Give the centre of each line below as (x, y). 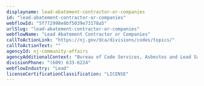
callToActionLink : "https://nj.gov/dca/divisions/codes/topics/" (90, 40)
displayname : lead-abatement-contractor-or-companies (76, 12)
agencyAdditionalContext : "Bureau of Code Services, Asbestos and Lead (99, 57)
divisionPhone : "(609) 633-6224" (49, 62)
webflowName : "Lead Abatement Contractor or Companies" (78, 35)
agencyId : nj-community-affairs (47, 51)
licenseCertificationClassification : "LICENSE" (68, 74)
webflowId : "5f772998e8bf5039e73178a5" (57, 23)
